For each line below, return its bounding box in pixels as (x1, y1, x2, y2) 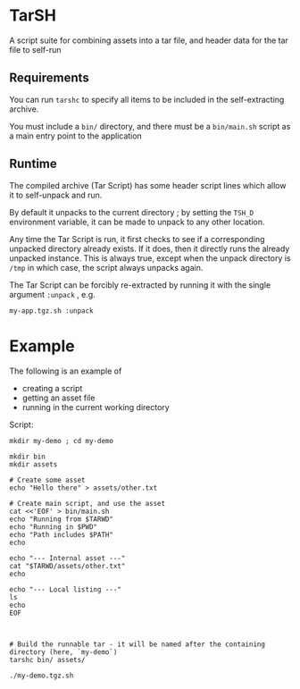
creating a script (21, 382, 83, 393)
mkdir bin (9, 452, 46, 461)
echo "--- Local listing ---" (9, 584, 122, 594)
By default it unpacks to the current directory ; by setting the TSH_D (9, 206, 254, 217)
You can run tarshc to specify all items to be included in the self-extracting (9, 94, 285, 105)
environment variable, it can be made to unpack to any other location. (9, 216, 265, 227)
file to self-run (9, 44, 62, 55)
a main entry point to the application (9, 130, 143, 141)
